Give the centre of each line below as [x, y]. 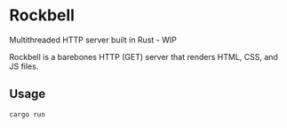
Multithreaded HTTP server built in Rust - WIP [93, 40]
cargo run [28, 114]
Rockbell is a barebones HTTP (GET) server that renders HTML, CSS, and [143, 56]
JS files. [24, 66]
